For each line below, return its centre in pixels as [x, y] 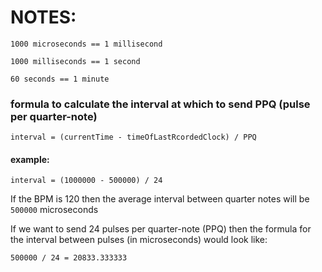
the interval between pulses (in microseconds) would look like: [139, 240]
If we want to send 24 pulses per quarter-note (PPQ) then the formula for [161, 229]
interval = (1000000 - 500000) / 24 [86, 181]
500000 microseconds [54, 210]
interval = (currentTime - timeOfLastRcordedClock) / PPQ [133, 137]
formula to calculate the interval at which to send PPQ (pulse [160, 104]
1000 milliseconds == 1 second [75, 61]
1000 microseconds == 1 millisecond [86, 44]
